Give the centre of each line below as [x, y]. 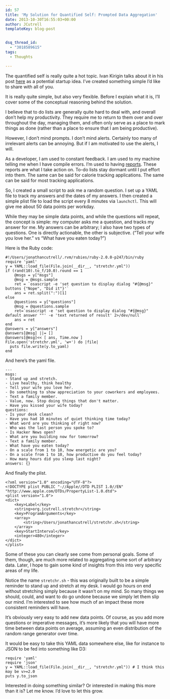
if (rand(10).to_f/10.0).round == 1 [44, 271]
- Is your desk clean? [29, 414]
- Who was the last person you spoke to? [50, 428]
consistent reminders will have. [38, 607]
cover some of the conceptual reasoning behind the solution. [69, 102]
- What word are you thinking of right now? [53, 423]
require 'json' [21, 663]
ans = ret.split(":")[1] [41, 293]
